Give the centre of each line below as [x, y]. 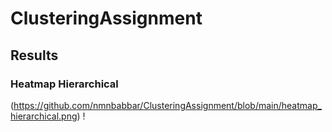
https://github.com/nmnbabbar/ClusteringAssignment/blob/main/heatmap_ [167, 105]
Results [34, 55]
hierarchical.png [44, 116]
